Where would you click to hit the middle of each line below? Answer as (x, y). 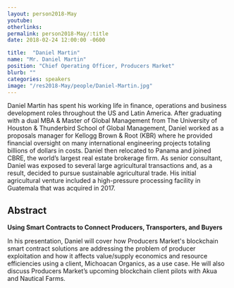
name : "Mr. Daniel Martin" (47, 60)
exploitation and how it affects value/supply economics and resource (107, 256)
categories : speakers (39, 79)
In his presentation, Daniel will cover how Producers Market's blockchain (113, 241)
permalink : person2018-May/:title (58, 34)
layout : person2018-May (42, 14)
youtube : (20, 20)
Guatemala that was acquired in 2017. (62, 188)
